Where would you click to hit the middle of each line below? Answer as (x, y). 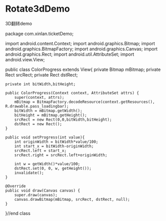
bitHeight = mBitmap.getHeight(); (51, 115)
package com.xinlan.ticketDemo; (39, 33)
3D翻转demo (19, 23)
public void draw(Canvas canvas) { (43, 191)
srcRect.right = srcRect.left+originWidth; (61, 155)
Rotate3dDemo (37, 9)
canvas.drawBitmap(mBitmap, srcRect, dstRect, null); (72, 199)
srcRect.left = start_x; (40, 151)
